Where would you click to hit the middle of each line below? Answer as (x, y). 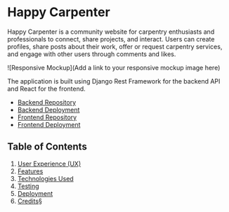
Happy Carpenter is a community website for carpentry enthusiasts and (111, 32)
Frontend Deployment (49, 124)
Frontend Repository (47, 117)
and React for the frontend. (46, 88)
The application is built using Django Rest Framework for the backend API (114, 81)
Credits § (30, 201)
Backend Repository (47, 102)
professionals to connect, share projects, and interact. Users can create (111, 39)
